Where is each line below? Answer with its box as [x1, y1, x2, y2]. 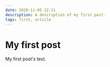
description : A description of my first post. [5, 12, 106, 17]
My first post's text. [5, 56, 46, 62]
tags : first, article [5, 17, 51, 22]
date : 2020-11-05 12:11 [5, 7, 56, 13]
